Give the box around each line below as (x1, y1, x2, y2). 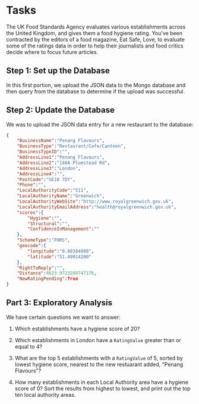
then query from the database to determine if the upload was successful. (6, 87, 185, 95)
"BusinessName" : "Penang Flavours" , (17, 138, 105, 144)
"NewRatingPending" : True (17, 276, 78, 282)
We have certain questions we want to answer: (6, 313, 121, 321)
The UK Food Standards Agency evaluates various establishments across (6, 23, 186, 30)
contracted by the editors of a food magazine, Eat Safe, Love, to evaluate (6, 36, 185, 43)
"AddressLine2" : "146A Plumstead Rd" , (17, 160, 110, 166)
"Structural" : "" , (27, 220, 70, 226)
